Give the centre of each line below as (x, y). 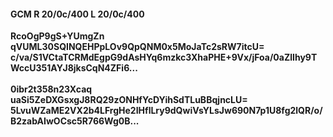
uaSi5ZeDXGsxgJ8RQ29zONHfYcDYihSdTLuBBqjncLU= (129, 100)
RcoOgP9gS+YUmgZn (57, 36)
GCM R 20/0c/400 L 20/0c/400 (77, 14)
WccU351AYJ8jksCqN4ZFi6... (74, 68)
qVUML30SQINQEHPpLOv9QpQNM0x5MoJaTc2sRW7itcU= (137, 47)
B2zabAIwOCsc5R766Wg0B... (75, 121)
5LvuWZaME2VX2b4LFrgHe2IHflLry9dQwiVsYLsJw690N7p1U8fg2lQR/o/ (166, 111)
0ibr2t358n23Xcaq (51, 89)
